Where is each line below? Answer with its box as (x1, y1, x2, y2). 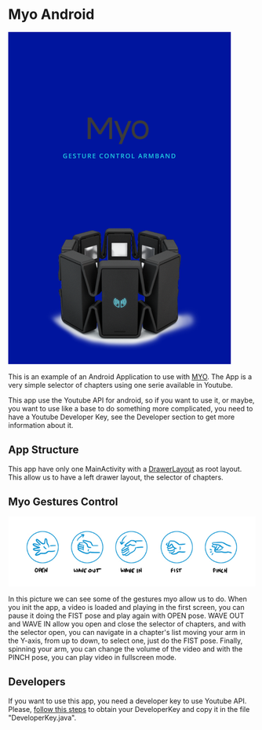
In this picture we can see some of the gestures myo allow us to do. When (8, 594, 247, 604)
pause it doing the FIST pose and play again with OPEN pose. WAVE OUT (8, 611, 245, 620)
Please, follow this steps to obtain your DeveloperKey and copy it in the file (8, 704, 250, 714)
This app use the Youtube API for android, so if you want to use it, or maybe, (8, 395, 255, 405)
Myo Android (8, 5, 95, 24)
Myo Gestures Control (8, 495, 118, 509)
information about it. (8, 420, 74, 429)
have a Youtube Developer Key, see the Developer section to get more (8, 412, 235, 422)
